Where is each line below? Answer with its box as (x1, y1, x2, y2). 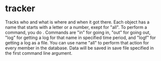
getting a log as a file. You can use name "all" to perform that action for (5, 40, 149, 45)
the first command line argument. (5, 50, 73, 56)
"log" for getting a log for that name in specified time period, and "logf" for (5, 35, 156, 41)
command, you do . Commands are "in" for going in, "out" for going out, (5, 29, 151, 35)
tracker (5, 3, 35, 14)
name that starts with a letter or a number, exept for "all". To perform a (5, 24, 147, 30)
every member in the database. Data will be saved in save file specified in (5, 45, 154, 51)
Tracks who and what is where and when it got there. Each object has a (5, 19, 150, 25)
